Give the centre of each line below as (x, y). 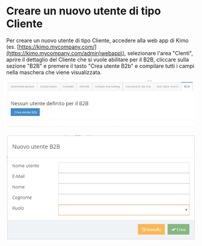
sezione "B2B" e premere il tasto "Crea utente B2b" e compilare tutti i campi (100, 66)
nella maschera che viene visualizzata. (54, 72)
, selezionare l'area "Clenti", (159, 53)
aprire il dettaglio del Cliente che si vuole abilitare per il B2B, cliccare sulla (98, 59)
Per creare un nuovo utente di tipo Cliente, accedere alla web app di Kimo (97, 40)
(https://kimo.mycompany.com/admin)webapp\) (66, 53)
